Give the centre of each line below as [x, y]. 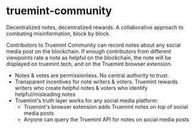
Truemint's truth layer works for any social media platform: [87, 100]
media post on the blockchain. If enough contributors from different [89, 51]
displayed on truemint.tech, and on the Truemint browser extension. [89, 64]
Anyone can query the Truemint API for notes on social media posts [106, 119]
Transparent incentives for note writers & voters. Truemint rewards [96, 82]
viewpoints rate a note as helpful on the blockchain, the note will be [89, 57]
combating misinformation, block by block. [59, 33]
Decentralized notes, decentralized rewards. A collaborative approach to [95, 27]
